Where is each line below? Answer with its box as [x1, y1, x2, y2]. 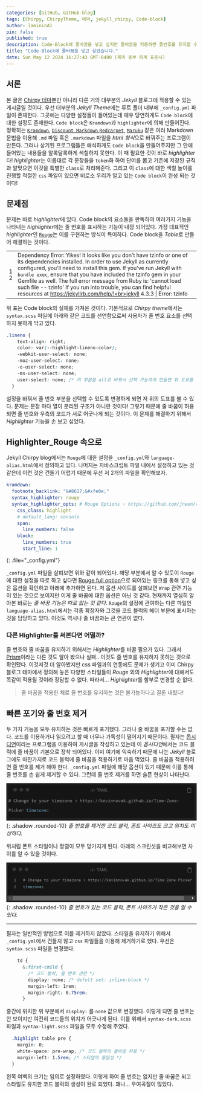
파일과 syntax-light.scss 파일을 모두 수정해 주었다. [6, 1023, 130, 1030]
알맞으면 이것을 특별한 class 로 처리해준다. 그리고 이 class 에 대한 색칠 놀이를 [12, 164, 193, 172]
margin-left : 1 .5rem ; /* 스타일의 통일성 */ [17, 1054, 122, 1060]
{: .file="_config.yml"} [6, 556, 60, 564]
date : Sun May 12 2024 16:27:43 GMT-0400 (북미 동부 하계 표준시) [6, 54, 166, 60]
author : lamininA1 [6, 22, 53, 28]
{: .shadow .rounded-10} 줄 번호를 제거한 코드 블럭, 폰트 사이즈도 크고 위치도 [6, 822, 189, 830]
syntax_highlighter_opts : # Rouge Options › [11, 501, 126, 507]
